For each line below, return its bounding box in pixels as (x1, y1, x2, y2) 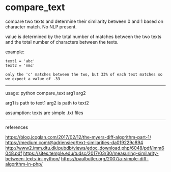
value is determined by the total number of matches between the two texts (5, 33, 162, 40)
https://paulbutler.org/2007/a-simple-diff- (61, 155, 149, 161)
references (5, 124, 28, 130)
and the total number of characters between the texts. (5, 39, 119, 45)
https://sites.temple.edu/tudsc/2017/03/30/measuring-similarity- (23, 150, 159, 156)
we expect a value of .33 (5, 76, 60, 81)
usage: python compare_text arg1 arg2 (5, 90, 86, 96)
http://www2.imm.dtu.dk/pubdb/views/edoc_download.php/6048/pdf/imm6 (5, 145, 164, 151)
